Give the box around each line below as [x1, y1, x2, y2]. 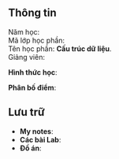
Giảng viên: [8, 52, 46, 61]
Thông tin [8, 6, 57, 20]
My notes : [19, 126, 54, 136]
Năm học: [8, 27, 40, 36]
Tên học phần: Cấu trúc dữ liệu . [8, 43, 112, 54]
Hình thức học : [8, 67, 58, 77]
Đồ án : [19, 143, 42, 153]
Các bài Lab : [19, 135, 61, 144]
